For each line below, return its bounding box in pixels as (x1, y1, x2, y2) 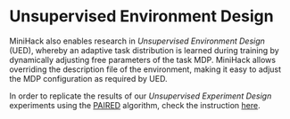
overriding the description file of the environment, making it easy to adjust (9, 64, 282, 75)
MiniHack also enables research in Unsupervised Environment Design (9, 36, 266, 46)
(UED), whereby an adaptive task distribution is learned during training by (9, 44, 279, 55)
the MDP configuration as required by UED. (9, 73, 168, 83)
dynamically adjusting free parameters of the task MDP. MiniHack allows (9, 54, 277, 65)
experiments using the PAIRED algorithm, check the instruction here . (9, 99, 261, 110)
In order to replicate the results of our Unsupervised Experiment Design (9, 91, 272, 101)
